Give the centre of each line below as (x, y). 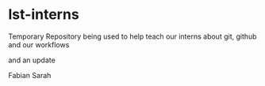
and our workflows (39, 44)
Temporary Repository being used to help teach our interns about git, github (132, 36)
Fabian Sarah (30, 75)
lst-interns (44, 15)
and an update (32, 60)
